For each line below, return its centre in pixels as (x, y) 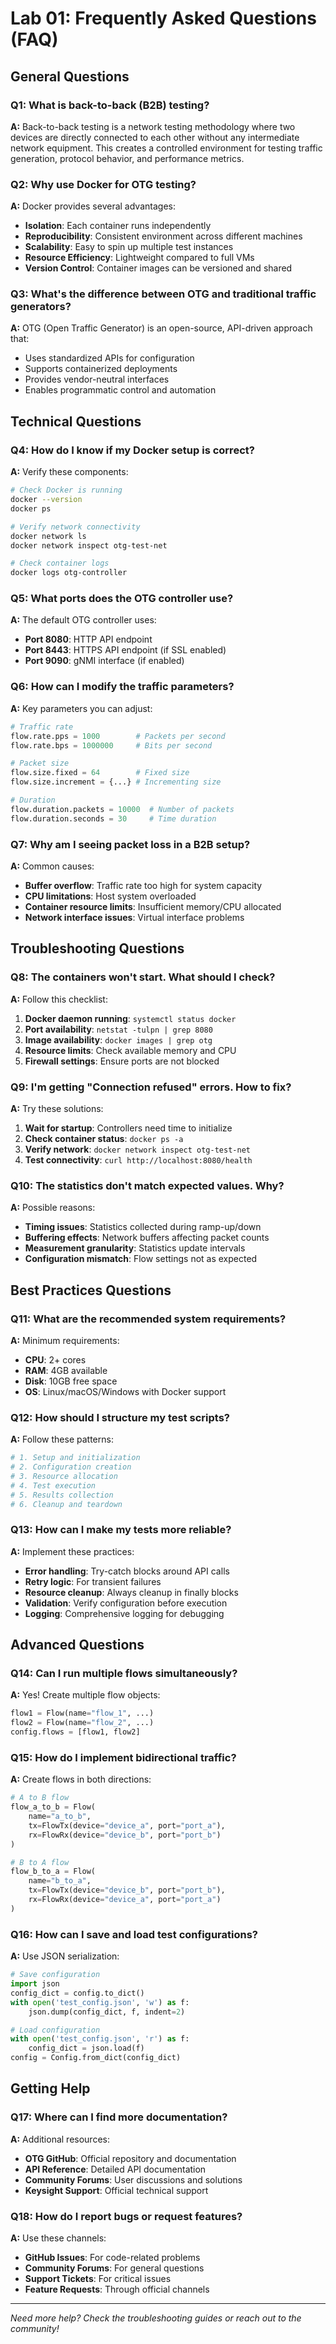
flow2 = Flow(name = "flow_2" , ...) (82, 1723)
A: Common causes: (52, 866)
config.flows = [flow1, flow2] (75, 1732)
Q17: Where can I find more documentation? (119, 2117)
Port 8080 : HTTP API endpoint (88, 639)
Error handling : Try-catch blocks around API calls (127, 1571)
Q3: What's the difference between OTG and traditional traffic (163, 294)
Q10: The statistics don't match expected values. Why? (147, 1185)
